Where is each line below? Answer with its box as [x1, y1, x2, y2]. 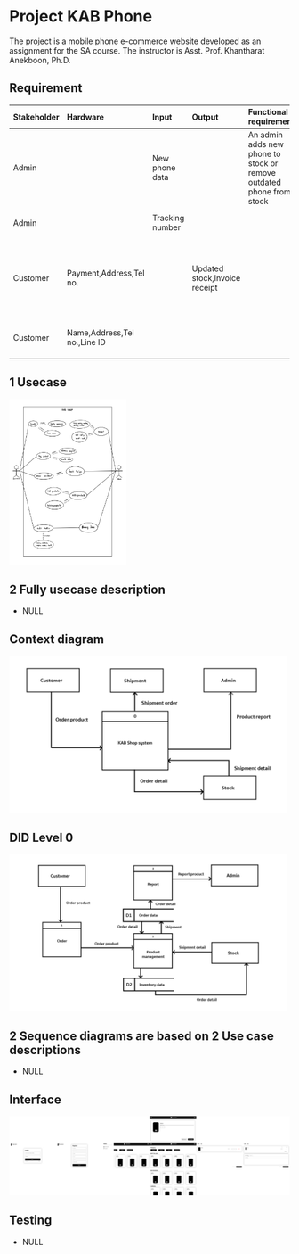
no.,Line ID [66, 337, 107, 348]
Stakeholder [12, 111, 60, 122]
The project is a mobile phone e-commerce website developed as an [9, 36, 262, 46]
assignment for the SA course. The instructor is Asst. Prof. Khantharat [9, 45, 265, 55]
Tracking [152, 212, 185, 224]
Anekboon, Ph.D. [9, 54, 71, 65]
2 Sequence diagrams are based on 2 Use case [9, 1028, 274, 1044]
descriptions [9, 1042, 82, 1058]
